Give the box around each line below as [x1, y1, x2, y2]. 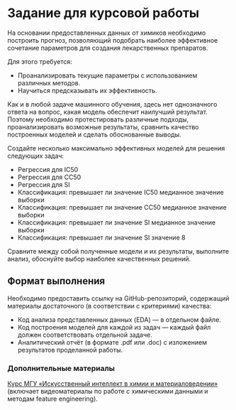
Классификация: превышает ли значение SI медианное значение [17, 218, 216, 227]
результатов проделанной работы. [17, 345, 123, 354]
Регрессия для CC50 [17, 173, 82, 181]
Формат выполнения [7, 275, 105, 287]
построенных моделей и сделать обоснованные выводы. [7, 130, 182, 139]
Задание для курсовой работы [7, 5, 200, 21]
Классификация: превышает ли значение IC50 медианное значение [17, 188, 225, 196]
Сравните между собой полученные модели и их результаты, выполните [7, 247, 230, 255]
